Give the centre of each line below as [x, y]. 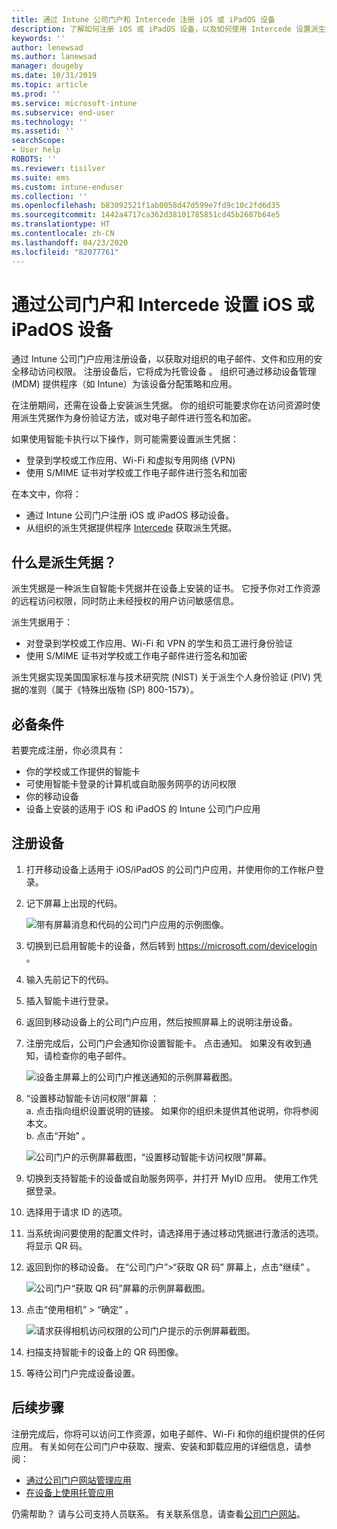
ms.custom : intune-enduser [67, 187]
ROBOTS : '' [34, 159]
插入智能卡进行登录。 [69, 1000]
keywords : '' [38, 38]
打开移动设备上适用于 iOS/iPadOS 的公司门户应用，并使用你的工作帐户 [170, 869]
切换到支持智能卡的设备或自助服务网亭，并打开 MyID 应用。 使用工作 [167, 1178]
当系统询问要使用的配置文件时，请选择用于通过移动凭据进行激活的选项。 [174, 1233]
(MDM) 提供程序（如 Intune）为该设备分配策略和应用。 [124, 384]
